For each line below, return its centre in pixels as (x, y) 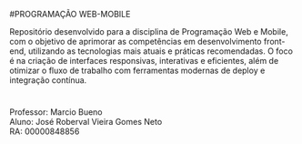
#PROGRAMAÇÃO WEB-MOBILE (70, 14)
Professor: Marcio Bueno (56, 112)
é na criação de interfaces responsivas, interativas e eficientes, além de (144, 61)
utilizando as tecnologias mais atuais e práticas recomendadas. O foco (161, 51)
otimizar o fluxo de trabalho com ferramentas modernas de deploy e (137, 70)
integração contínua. (48, 80)
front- (274, 41)
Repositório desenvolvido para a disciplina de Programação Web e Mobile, (149, 31)
